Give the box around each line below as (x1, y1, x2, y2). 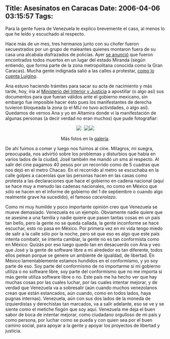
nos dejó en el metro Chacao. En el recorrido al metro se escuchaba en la (5, 167, 159, 173)
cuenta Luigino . (5, 73, 38, 79)
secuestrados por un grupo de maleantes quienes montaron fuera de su (5, 46, 156, 52)
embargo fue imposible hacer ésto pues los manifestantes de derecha (5, 99, 152, 105)
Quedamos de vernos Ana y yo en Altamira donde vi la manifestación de (5, 110, 156, 116)
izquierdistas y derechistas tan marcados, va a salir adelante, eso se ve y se (5, 300, 164, 307)
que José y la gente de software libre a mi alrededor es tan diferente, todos (5, 247, 163, 253)
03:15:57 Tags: (5, 12, 53, 21)
